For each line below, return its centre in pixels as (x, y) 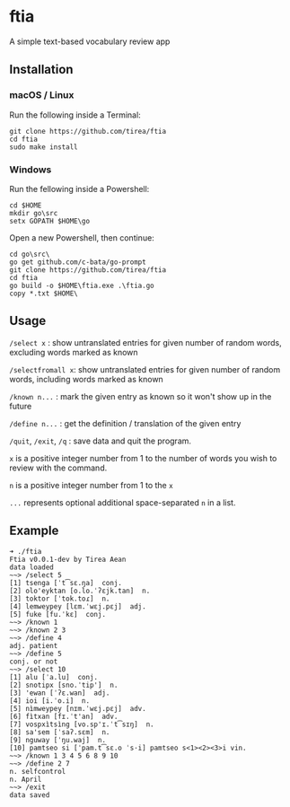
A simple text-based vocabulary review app (90, 41)
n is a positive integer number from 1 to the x (91, 485)
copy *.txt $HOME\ (44, 294)
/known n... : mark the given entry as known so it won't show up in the (141, 396)
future (21, 406)
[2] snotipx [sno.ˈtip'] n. (64, 685)
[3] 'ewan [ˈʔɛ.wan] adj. (60, 693)
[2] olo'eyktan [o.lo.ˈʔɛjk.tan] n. (80, 591)
